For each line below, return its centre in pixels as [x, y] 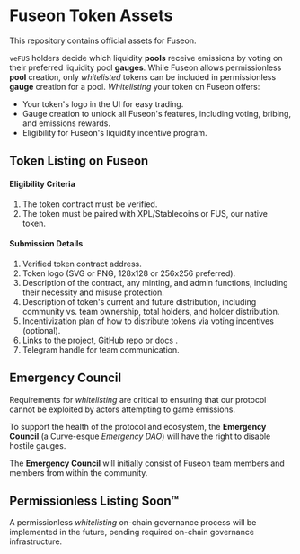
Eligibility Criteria [43, 183]
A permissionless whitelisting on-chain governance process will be [133, 523]
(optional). [41, 330]
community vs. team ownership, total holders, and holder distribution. [151, 311]
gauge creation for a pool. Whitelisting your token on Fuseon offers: [135, 86]
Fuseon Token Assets [91, 16]
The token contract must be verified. [90, 204]
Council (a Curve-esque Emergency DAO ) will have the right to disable [140, 436]
